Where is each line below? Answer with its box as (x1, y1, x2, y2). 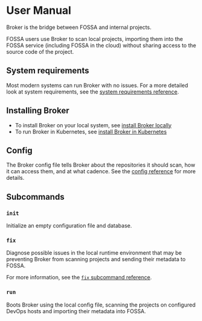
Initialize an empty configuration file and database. (6, 222, 132, 229)
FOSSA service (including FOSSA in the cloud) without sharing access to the (6, 42, 197, 49)
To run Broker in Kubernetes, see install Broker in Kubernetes (14, 128, 167, 135)
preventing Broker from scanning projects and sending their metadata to (6, 256, 186, 263)
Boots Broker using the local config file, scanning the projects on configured (6, 301, 196, 308)
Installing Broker (6, 106, 69, 116)
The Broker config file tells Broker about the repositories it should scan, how (6, 161, 195, 169)
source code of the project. (6, 48, 74, 55)
